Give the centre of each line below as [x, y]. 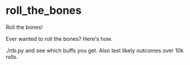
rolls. [12, 57]
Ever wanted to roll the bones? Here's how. [59, 39]
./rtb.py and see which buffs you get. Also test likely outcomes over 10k [95, 50]
